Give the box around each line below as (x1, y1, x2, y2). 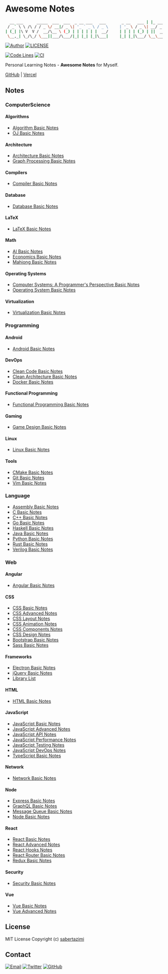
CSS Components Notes (12, 626, 63, 632)
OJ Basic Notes (12, 130, 45, 136)
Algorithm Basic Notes (12, 125, 59, 131)
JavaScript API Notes (12, 731, 56, 737)
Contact (5, 950, 31, 959)
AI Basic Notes (12, 248, 43, 254)
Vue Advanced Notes (12, 908, 56, 914)
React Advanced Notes (12, 842, 60, 848)
